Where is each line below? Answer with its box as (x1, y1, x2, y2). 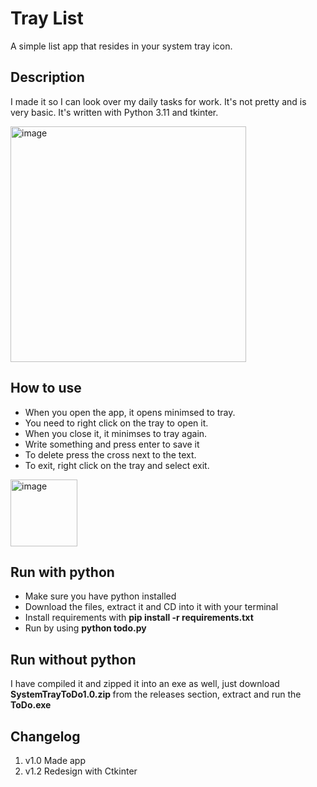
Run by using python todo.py (24, 622, 147, 634)
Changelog (10, 728, 81, 745)
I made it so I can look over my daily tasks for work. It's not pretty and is (10, 95, 307, 107)
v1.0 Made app (24, 755, 86, 766)
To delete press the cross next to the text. (24, 448, 197, 461)
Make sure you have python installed (24, 590, 177, 602)
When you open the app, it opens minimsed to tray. (24, 406, 236, 418)
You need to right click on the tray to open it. (24, 417, 209, 429)
